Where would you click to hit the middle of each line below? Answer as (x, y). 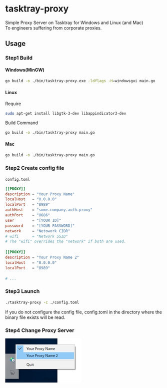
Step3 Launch (22, 291)
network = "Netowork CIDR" (38, 231)
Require (13, 104)
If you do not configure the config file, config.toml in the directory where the (84, 312)
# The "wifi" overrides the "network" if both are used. (66, 242)
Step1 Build (19, 58)
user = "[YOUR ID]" (33, 220)
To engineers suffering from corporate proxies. (53, 28)
